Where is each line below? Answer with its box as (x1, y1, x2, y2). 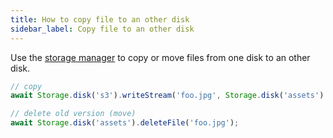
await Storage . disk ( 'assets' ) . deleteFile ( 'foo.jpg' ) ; (10, 118, 240, 128)
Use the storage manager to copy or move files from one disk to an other (10, 51, 311, 63)
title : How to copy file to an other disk (10, 14, 190, 25)
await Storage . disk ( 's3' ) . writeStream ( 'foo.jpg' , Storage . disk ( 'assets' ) (10, 91, 325, 101)
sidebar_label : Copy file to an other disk (10, 24, 195, 34)
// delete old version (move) (10, 109, 137, 119)
